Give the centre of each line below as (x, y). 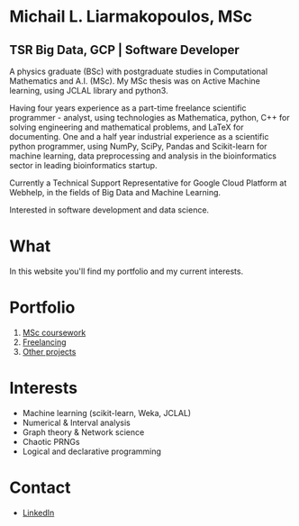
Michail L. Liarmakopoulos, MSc (131, 17)
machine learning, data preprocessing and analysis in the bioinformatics (143, 156)
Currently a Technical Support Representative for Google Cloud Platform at (148, 183)
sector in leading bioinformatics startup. (83, 165)
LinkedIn (38, 512)
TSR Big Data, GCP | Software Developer (125, 50)
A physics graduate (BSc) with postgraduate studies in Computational (139, 71)
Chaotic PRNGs (51, 441)
